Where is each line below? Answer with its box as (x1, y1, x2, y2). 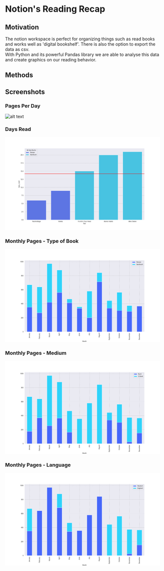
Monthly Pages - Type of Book (5, 237, 79, 244)
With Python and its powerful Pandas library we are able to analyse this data (5, 52, 160, 57)
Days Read (5, 126, 31, 132)
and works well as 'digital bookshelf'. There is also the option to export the (5, 41, 156, 47)
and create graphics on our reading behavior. (5, 57, 97, 62)
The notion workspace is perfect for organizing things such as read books (5, 36, 155, 42)
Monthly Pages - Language (5, 461, 71, 468)
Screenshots (5, 87, 45, 96)
